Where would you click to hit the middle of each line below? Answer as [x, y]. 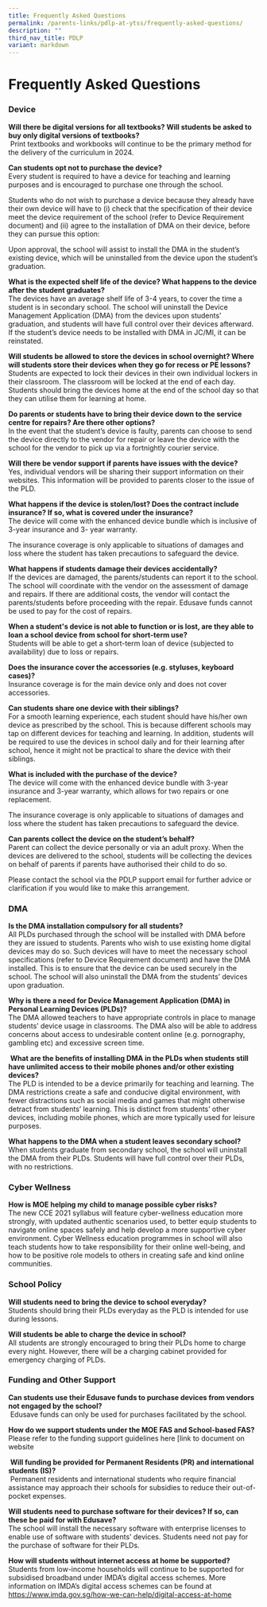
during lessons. [33, 1319]
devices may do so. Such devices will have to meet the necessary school [128, 951]
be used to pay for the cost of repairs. [70, 610]
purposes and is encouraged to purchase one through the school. [116, 185]
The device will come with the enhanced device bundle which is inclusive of [133, 521]
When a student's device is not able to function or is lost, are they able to [131, 626]
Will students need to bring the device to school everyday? [107, 1301]
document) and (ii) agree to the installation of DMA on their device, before [129, 225]
